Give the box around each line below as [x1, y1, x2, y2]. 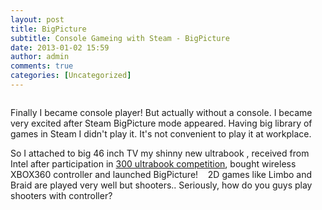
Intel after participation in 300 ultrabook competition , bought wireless [10, 157, 297, 170]
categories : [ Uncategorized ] [10, 71, 132, 81]
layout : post [10, 14, 65, 25]
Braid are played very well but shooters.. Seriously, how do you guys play [10, 179, 313, 191]
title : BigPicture [10, 24, 87, 34]
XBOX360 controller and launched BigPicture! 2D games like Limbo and [10, 168, 313, 180]
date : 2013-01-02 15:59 [10, 42, 110, 53]
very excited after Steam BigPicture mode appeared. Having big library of [10, 117, 313, 129]
